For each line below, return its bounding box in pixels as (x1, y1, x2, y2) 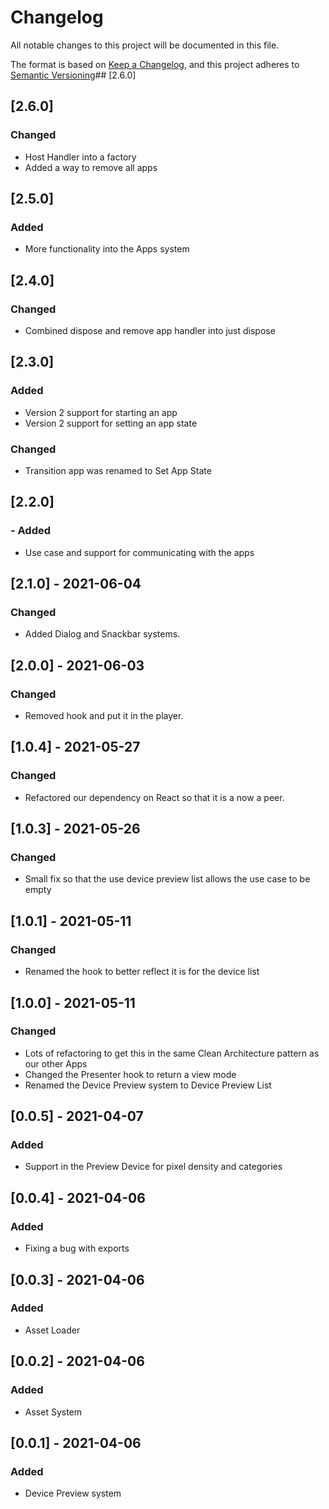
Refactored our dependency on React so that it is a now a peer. (24, 791, 285, 803)
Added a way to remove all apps (24, 161, 158, 173)
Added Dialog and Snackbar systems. (24, 628, 181, 640)
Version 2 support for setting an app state (24, 417, 198, 429)
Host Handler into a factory (24, 151, 137, 163)
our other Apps (24, 1057, 88, 1070)
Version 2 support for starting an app (24, 406, 178, 418)
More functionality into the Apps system (24, 243, 190, 255)
